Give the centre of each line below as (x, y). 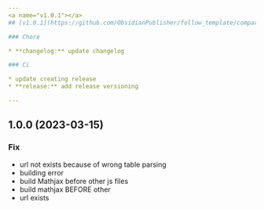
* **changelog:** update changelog (66, 51)
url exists (34, 197)
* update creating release (52, 79)
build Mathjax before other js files (74, 181)
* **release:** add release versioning (73, 87)
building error (42, 172)
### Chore (24, 37)
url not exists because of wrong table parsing (93, 164)
